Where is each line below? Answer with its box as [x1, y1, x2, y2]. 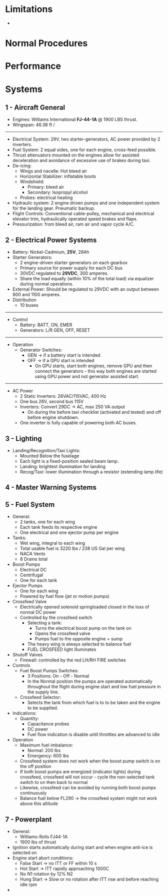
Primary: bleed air [27, 184, 64, 190]
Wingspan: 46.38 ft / [12, 122, 55, 128]
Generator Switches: [19, 347, 62, 353]
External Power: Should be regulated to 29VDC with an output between [12, 286, 159, 292]
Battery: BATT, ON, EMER [19, 322, 72, 328]
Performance [5, 61, 61, 72]
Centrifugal [19, 572, 43, 578]
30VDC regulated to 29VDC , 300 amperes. [19, 270, 109, 276]
